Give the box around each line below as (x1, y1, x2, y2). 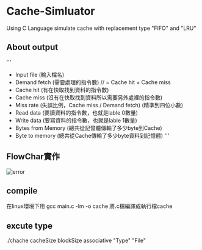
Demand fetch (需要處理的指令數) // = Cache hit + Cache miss (15, 78, 171, 86)
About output (6, 42, 59, 52)
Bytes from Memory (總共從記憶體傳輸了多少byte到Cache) (15, 124, 163, 132)
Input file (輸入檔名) (15, 71, 65, 78)
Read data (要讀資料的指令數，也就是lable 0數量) (15, 109, 139, 116)
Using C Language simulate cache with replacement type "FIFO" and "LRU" (6, 24, 197, 32)
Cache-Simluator (6, 4, 95, 18)
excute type (6, 221, 53, 231)
